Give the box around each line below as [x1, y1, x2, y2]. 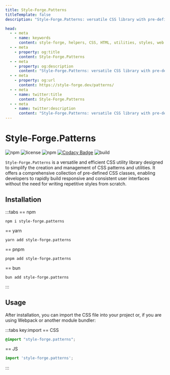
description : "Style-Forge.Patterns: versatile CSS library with [5, 17, 146, 22]
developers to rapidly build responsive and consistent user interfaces [5, 175, 150, 181]
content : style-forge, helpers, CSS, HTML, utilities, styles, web [18, 40, 164, 46]
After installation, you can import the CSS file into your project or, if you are [5, 312, 162, 318]
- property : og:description [14, 64, 73, 69]
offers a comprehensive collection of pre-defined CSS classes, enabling [5, 170, 156, 176]
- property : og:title [14, 49, 60, 55]
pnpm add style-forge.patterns [5, 256, 71, 261]
